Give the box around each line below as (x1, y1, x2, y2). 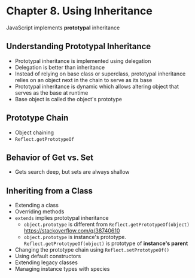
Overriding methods (14, 208, 65, 215)
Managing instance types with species (14, 265, 110, 273)
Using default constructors (14, 253, 81, 260)
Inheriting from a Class (6, 186, 93, 196)
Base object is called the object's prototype (14, 95, 123, 102)
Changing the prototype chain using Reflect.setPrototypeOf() (14, 246, 169, 253)
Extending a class (14, 202, 59, 209)
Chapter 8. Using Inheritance (6, 4, 153, 18)
